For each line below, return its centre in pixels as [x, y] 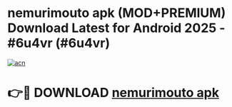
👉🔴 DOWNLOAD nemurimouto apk [114, 93]
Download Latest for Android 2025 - [116, 28]
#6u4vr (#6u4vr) [59, 43]
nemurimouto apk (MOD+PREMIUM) [117, 13]
